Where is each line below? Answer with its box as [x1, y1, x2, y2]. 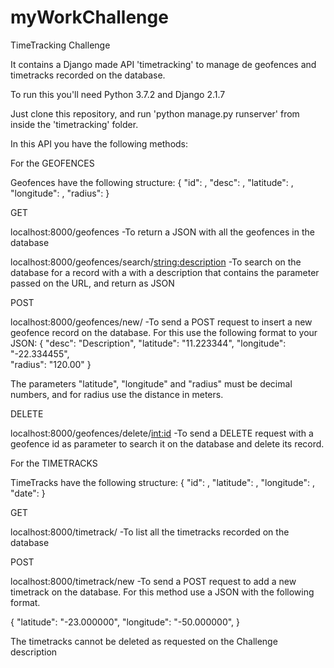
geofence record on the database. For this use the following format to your [10, 326, 318, 338]
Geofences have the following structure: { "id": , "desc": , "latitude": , [10, 176, 294, 188]
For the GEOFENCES [10, 157, 95, 169]
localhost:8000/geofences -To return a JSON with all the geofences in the [10, 226, 315, 238]
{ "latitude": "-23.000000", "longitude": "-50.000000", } [10, 616, 241, 628]
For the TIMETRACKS [10, 457, 98, 469]
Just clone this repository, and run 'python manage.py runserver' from [10, 107, 300, 120]
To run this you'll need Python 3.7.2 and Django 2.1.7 [10, 88, 226, 100]
